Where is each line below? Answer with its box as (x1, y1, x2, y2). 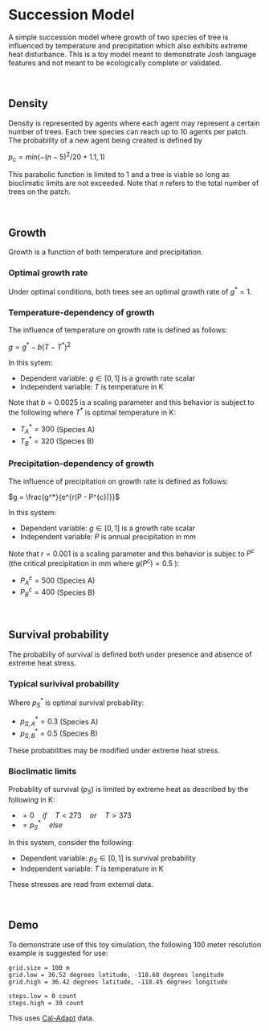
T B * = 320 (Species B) (19, 435, 95, 447)
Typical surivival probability (8, 678, 120, 689)
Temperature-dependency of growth (8, 307, 155, 318)
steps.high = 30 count (8, 999, 84, 1007)
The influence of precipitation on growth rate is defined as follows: (8, 476, 229, 486)
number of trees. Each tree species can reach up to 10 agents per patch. (8, 126, 248, 136)
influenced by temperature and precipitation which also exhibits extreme (8, 40, 248, 50)
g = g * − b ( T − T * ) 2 (8, 340, 71, 352)
